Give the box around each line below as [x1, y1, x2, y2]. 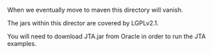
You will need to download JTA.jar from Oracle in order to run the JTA [7, 32, 206, 40]
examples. [7, 40, 37, 47]
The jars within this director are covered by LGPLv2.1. [7, 19, 159, 27]
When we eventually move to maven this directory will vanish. [7, 6, 184, 14]
